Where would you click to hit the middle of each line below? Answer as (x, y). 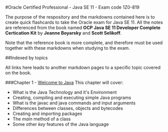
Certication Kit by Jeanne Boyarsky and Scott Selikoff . (64, 33)
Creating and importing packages (47, 113)
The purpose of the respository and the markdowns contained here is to (80, 17)
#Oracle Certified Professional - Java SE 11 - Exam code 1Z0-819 (72, 7)
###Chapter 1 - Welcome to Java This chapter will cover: (64, 83)
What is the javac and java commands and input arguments (74, 103)
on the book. (18, 73)
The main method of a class (42, 119)
